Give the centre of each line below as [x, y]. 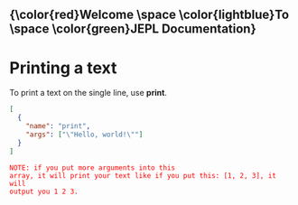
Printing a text [63, 68]
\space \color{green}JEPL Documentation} [133, 29]
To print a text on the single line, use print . [88, 93]
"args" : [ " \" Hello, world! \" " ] [84, 135]
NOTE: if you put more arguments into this [93, 168]
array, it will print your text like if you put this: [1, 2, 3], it [143, 175]
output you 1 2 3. [44, 191]
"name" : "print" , [58, 126]
